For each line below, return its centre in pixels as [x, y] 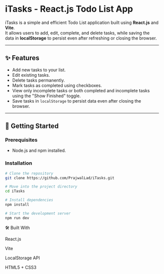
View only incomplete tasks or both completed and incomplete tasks [81, 90]
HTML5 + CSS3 [21, 267]
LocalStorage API [22, 258]
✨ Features [22, 58]
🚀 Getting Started [32, 126]
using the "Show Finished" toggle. [46, 96]
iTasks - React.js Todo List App [69, 9]
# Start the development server [38, 213]
